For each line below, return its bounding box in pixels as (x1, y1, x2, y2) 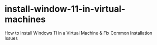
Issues (4, 35, 18, 41)
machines (4, 14, 46, 25)
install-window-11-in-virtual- (4, 3, 126, 15)
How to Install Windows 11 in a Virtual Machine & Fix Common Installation (4, 30, 153, 36)
